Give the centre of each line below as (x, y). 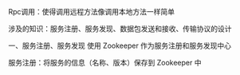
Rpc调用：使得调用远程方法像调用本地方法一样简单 (92, 12)
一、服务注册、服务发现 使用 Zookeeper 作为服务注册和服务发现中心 (120, 45)
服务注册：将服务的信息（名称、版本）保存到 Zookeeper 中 (105, 63)
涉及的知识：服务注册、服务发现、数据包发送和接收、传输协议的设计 (120, 29)
